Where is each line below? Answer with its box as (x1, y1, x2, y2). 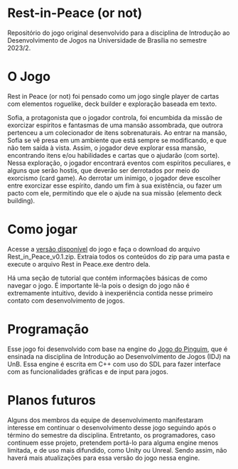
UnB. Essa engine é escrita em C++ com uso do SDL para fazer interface (7, 360, 222, 368)
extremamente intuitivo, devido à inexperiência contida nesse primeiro (7, 289, 213, 297)
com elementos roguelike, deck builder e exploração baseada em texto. (7, 99, 217, 108)
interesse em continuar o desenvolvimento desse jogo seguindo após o (7, 423, 217, 431)
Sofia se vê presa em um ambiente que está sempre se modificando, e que (7, 136, 227, 144)
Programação (7, 321, 89, 337)
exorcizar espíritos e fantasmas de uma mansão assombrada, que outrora (7, 121, 223, 129)
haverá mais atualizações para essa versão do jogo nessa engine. (7, 453, 200, 462)
